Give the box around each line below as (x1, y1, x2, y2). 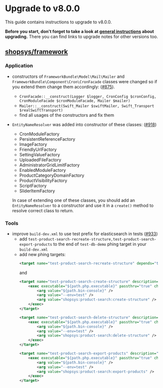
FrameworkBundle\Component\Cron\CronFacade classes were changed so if (12, 78, 158, 84)
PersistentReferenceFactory (19, 136, 76, 142)
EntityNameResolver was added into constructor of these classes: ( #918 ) (12, 121, 157, 127)
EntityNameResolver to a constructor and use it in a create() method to (12, 203, 154, 208)
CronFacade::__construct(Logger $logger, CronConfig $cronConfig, (19, 94, 157, 99)
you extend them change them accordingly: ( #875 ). (12, 84, 115, 90)
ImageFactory (19, 141, 48, 147)
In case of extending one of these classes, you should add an (12, 197, 135, 203)
